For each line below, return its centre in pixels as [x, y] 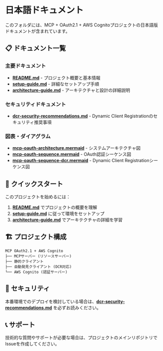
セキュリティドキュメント [36, 104]
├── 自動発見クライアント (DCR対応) [39, 266]
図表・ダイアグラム [28, 136]
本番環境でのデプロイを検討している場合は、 [51, 301]
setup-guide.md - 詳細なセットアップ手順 [56, 84]
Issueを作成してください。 [32, 344]
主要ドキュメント [26, 66]
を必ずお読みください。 [77, 307]
